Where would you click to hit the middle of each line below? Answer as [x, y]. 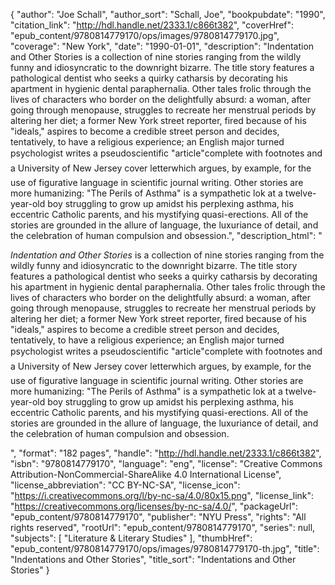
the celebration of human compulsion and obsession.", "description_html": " [166, 235]
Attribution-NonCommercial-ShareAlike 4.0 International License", [146, 474]
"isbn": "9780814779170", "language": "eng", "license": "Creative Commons [166, 463]
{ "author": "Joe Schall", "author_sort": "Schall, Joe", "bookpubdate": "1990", [168, 14]
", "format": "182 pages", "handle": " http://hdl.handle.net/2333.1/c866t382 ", [166, 453]
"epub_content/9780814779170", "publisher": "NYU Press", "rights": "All [158, 517]
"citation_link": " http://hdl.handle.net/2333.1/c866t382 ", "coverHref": [152, 25]
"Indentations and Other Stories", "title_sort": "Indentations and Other [153, 559]
